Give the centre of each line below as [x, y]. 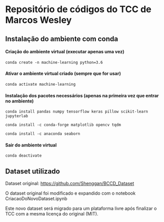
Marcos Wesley [38, 20]
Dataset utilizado [33, 171]
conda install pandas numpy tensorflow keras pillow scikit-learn [77, 112]
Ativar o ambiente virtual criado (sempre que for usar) [63, 73]
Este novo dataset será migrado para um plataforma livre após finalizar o [81, 208]
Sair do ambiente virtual [31, 145]
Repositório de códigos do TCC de [78, 9]
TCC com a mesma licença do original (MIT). [52, 214]
